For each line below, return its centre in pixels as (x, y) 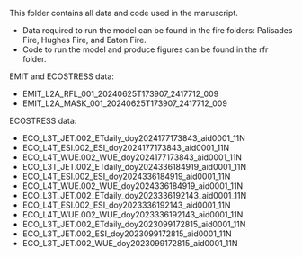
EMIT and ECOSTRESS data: (62, 76)
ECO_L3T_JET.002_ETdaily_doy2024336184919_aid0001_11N (134, 167)
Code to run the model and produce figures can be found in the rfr (145, 49)
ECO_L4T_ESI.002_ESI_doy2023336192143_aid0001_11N (126, 205)
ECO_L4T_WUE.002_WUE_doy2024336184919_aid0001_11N (133, 186)
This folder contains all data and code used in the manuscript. (124, 13)
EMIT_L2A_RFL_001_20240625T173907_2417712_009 (120, 94)
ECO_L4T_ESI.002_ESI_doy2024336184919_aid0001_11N (126, 176)
